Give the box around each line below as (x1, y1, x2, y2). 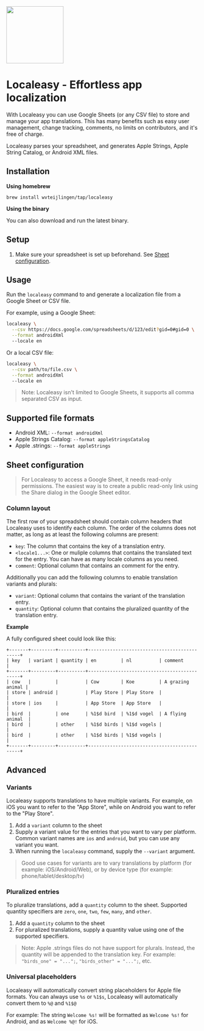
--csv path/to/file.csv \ (12, 366, 78, 372)
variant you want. (15, 841, 59, 848)
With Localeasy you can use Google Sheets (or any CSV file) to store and (6, 111, 190, 118)
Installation (6, 166, 50, 177)
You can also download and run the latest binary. (6, 216, 129, 224)
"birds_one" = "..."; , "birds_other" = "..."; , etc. (21, 957, 152, 965)
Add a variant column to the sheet (15, 821, 102, 829)
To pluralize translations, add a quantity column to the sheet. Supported (6, 901, 188, 909)
